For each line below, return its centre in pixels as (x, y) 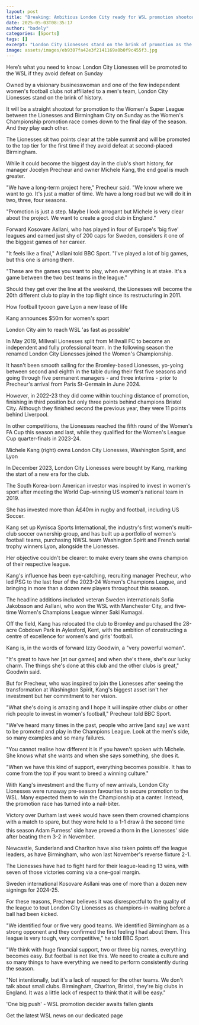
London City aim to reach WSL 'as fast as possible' (68, 329)
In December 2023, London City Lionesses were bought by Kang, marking (97, 467)
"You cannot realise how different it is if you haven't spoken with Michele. (96, 749)
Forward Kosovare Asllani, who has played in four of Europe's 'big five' (92, 229)
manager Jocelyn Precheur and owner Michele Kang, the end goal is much (97, 169)
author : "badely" (28, 28)
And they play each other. (38, 127)
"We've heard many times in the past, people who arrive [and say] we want (98, 725)
